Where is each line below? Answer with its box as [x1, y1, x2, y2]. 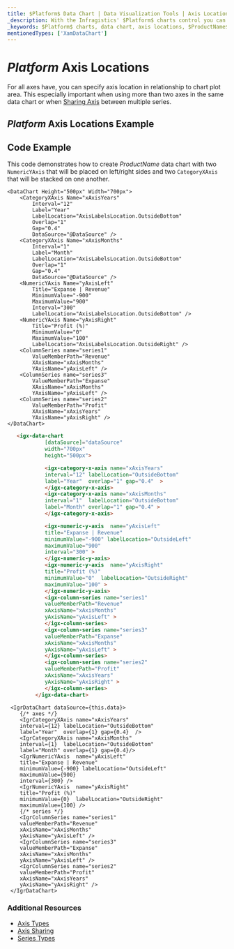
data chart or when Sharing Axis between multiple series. [7, 98, 172, 106]
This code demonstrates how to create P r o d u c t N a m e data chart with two [7, 160, 217, 168]
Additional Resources [7, 903, 81, 913]
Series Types [17, 934, 56, 942]
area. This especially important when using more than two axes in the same [7, 90, 224, 98]
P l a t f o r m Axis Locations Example [7, 118, 155, 130]
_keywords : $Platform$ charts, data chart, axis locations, [7, 23, 186, 30]
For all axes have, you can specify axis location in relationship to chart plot [7, 83, 221, 91]
